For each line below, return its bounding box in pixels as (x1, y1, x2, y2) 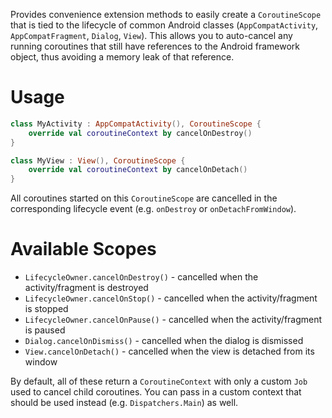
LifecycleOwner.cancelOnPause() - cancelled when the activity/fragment (24, 314, 323, 326)
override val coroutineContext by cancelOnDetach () (28, 165, 248, 175)
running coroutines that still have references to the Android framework (10, 40, 300, 52)
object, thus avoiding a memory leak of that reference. (10, 51, 235, 63)
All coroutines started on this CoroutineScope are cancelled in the (10, 192, 278, 204)
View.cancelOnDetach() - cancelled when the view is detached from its (24, 345, 315, 358)
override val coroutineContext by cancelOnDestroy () (28, 128, 253, 138)
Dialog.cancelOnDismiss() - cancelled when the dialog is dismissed (24, 335, 304, 347)
